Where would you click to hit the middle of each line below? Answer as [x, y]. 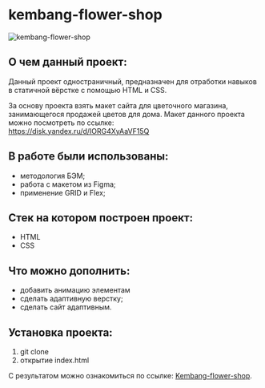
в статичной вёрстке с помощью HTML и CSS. [88, 90]
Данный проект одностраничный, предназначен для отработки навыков [133, 81]
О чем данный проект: [68, 62]
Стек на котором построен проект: [101, 218]
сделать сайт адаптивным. [66, 307]
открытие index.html [54, 360]
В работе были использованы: [88, 157]
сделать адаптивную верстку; [71, 299]
